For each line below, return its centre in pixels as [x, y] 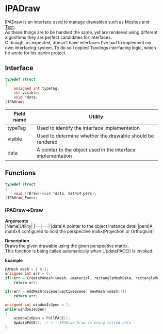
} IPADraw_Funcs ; [21, 198]
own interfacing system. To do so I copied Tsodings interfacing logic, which [81, 48]
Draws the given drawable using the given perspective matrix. [67, 246]
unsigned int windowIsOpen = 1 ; [38, 305]
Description [17, 240]
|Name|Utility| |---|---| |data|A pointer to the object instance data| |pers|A [79, 226]
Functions [21, 173]
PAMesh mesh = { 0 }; [27, 269]
